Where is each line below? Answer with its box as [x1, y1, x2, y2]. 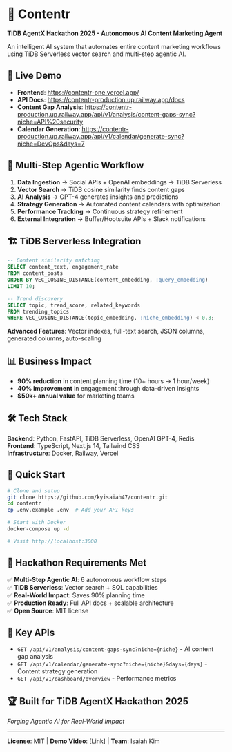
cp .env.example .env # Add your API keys [7, 507, 135, 514]
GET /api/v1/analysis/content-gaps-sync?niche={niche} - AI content [17, 645, 214, 653]
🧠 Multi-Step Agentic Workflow [7, 160, 144, 171]
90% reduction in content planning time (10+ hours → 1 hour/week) [17, 377, 210, 385]
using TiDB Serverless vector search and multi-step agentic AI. [7, 50, 186, 58]
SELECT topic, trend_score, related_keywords [7, 302, 140, 309]
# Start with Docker [7, 519, 67, 526]
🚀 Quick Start [7, 469, 66, 481]
